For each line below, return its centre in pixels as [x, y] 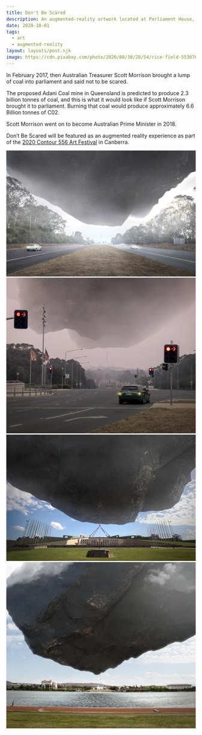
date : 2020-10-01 [28, 25]
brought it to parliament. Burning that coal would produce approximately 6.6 [100, 106]
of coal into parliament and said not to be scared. [67, 81]
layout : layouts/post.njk [38, 51]
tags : [13, 32]
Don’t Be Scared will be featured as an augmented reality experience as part [101, 135]
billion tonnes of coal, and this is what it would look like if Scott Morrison [96, 99]
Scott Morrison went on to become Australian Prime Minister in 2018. [91, 124]
